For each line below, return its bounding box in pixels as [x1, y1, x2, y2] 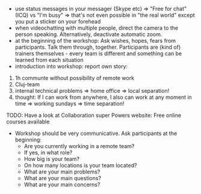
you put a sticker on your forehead [14, 18, 101, 25]
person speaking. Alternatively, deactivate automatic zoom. [14, 31, 162, 38]
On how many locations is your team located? [23, 162, 137, 169]
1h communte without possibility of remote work [14, 75, 134, 81]
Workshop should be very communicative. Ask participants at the [14, 130, 178, 137]
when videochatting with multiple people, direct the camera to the [14, 24, 179, 31]
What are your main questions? [23, 175, 101, 181]
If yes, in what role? [23, 149, 73, 156]
